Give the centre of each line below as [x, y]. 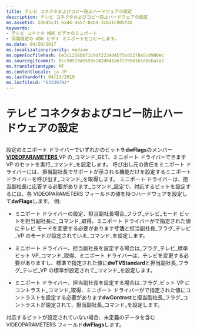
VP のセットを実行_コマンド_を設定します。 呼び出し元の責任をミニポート [96, 164]
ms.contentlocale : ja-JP [36, 72]
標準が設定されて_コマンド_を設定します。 [105, 270]
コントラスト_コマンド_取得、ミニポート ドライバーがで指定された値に [100, 290]
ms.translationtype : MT [35, 66]
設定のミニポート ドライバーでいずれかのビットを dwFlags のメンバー [89, 149]
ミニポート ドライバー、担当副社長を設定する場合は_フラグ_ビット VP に [102, 282]
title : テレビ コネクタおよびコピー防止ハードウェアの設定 [69, 11]
